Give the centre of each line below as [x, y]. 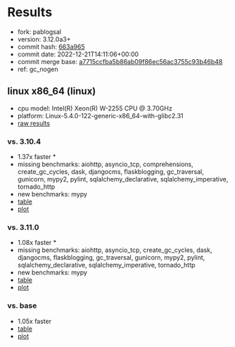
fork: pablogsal [39, 32]
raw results [34, 123]
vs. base [22, 305]
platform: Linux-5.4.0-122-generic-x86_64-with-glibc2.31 [101, 115]
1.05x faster [34, 321]
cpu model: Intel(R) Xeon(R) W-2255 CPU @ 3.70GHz [95, 108]
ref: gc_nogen [38, 69]
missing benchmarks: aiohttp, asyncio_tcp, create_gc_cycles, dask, [115, 250]
